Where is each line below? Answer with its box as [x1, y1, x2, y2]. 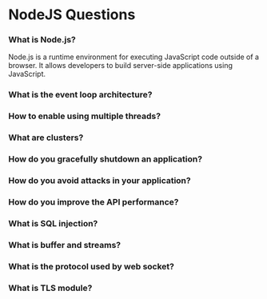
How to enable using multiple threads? [8, 110, 161, 122]
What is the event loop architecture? [8, 90, 153, 101]
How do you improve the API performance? [8, 197, 179, 208]
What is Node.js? [8, 34, 76, 46]
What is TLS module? [8, 282, 93, 293]
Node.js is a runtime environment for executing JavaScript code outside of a [8, 52, 260, 62]
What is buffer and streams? [8, 239, 122, 250]
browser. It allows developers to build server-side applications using [8, 61, 233, 70]
